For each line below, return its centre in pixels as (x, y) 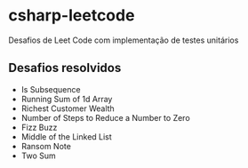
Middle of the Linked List (66, 136)
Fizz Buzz (39, 127)
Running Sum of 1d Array (67, 99)
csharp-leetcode (72, 16)
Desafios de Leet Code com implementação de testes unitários (124, 40)
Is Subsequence (51, 89)
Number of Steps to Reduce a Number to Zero (105, 117)
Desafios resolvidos (65, 68)
